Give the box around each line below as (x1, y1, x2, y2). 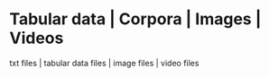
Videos (9, 28, 64, 48)
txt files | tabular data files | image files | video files (9, 57, 199, 68)
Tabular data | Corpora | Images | (9, 9, 262, 30)
